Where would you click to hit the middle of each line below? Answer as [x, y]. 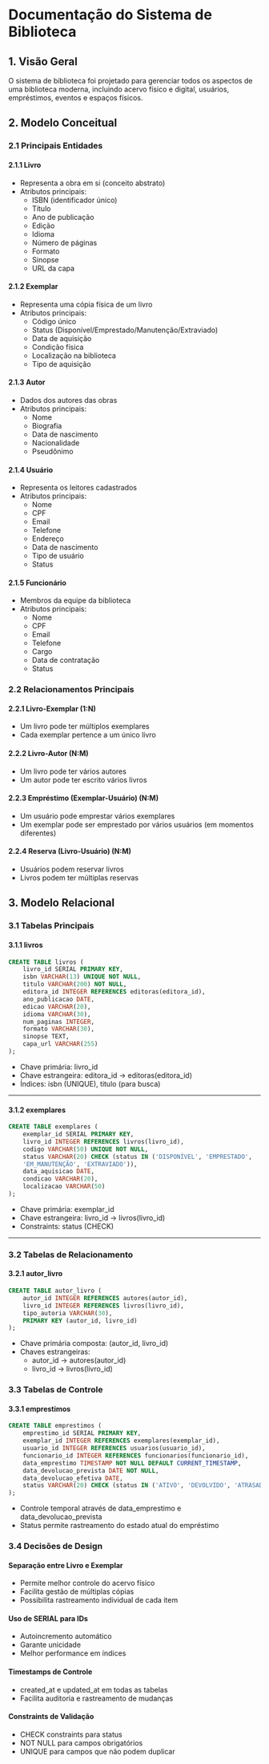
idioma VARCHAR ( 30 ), [57, 1014]
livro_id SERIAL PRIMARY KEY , [73, 969]
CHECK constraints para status [71, 1734]
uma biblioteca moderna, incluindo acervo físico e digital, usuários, [119, 89]
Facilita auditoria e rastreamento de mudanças [96, 1698]
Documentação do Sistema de [110, 15]
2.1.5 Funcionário [37, 583]
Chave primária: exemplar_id [67, 1209]
